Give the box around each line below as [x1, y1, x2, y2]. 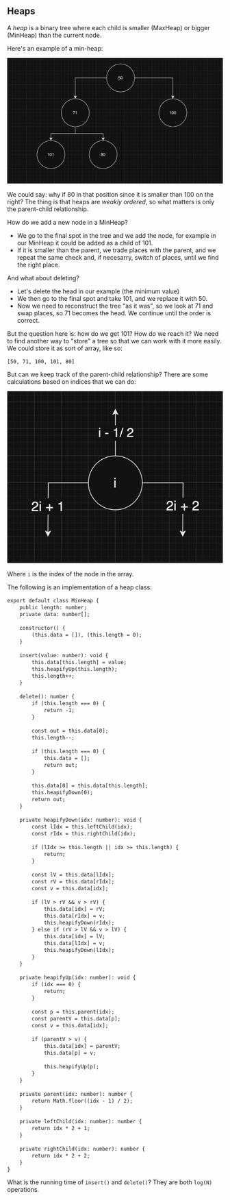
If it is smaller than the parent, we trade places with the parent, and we [16, 246, 216, 254]
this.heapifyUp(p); [43, 1064, 99, 1070]
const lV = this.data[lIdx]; [31, 872, 115, 879]
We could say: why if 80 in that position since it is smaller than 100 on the [7, 190, 214, 198]
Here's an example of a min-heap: [7, 44, 103, 52]
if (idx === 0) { [31, 981, 81, 988]
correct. [16, 316, 40, 324]
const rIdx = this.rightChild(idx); [31, 831, 136, 837]
